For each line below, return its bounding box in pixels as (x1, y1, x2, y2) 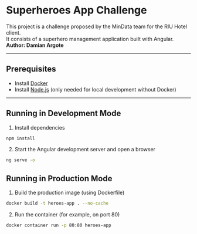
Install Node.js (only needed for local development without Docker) (14, 86, 177, 93)
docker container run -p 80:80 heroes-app (6, 222, 111, 228)
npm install (6, 135, 35, 141)
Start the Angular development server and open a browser (14, 146, 156, 153)
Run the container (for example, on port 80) (14, 211, 120, 218)
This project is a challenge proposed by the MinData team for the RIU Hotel (6, 23, 188, 30)
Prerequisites (6, 64, 56, 74)
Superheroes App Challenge (6, 4, 147, 17)
